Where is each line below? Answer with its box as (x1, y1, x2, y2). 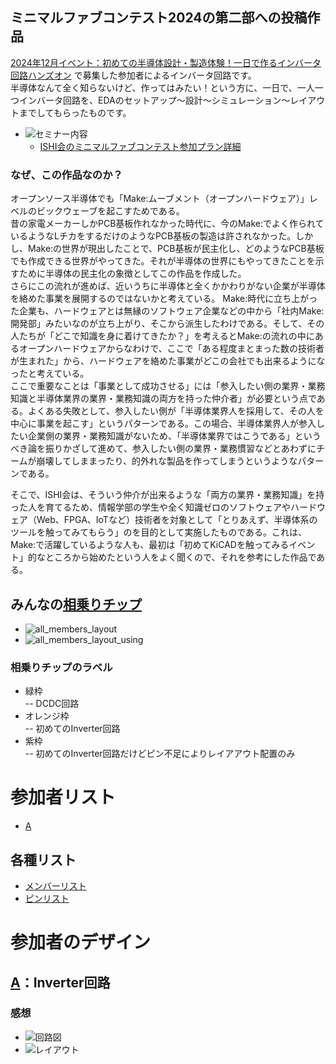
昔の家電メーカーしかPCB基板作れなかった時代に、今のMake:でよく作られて (10, 218, 325, 230)
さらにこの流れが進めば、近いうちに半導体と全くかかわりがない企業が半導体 (10, 280, 326, 292)
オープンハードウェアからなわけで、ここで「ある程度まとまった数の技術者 (18, 343, 325, 355)
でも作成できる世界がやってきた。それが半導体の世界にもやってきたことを (10, 255, 316, 267)
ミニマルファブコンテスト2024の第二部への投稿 (10, 9, 308, 27)
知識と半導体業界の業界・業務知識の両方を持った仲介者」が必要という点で (10, 393, 317, 405)
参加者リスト (10, 786, 117, 809)
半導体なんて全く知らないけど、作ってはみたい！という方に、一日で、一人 (10, 81, 315, 93)
